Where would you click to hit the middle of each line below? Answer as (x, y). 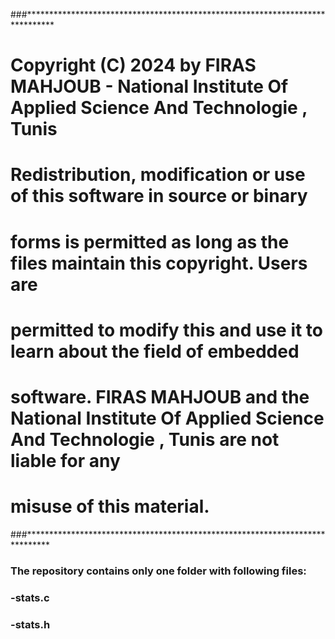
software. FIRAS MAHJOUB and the (160, 396)
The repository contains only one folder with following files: (158, 571)
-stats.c (30, 597)
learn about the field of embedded (155, 351)
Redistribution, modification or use (158, 175)
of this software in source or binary (159, 196)
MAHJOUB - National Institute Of (149, 86)
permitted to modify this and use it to (167, 330)
